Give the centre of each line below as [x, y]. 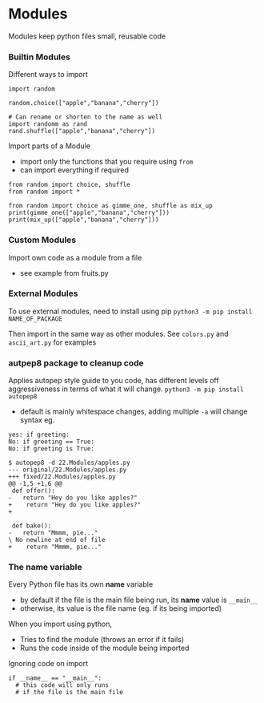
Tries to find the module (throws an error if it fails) [102, 640]
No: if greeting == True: [51, 442]
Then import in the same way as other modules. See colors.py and [118, 333]
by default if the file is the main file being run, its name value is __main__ [139, 600]
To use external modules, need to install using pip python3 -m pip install [130, 311]
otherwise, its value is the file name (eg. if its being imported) [121, 608]
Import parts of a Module [49, 146]
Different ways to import [48, 75]
